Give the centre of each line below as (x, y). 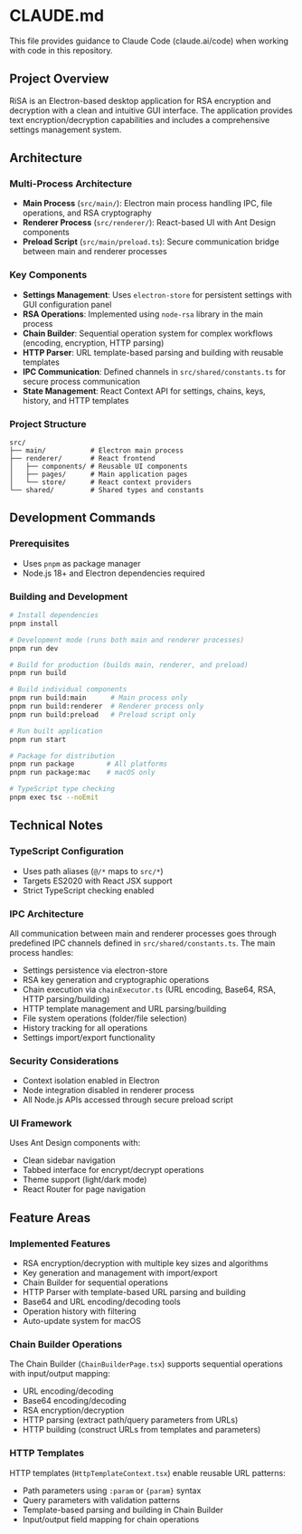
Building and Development (69, 596)
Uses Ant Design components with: (75, 1143)
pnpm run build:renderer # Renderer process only (107, 707)
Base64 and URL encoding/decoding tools (101, 1302)
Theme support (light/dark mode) (85, 1180)
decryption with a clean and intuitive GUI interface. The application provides (151, 110)
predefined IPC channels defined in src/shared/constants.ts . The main (142, 943)
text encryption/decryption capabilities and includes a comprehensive (140, 119)
